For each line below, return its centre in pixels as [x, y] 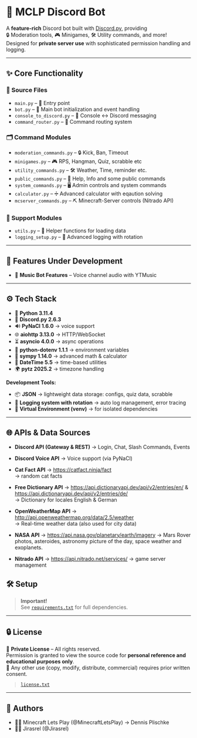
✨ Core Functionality [45, 74]
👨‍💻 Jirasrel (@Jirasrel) [42, 729]
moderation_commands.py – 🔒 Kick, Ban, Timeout [71, 153]
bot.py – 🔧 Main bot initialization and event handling [77, 109]
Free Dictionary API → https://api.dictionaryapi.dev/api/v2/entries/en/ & [101, 487]
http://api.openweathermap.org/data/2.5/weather [74, 517]
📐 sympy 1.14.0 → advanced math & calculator [71, 356]
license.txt [35, 685]
